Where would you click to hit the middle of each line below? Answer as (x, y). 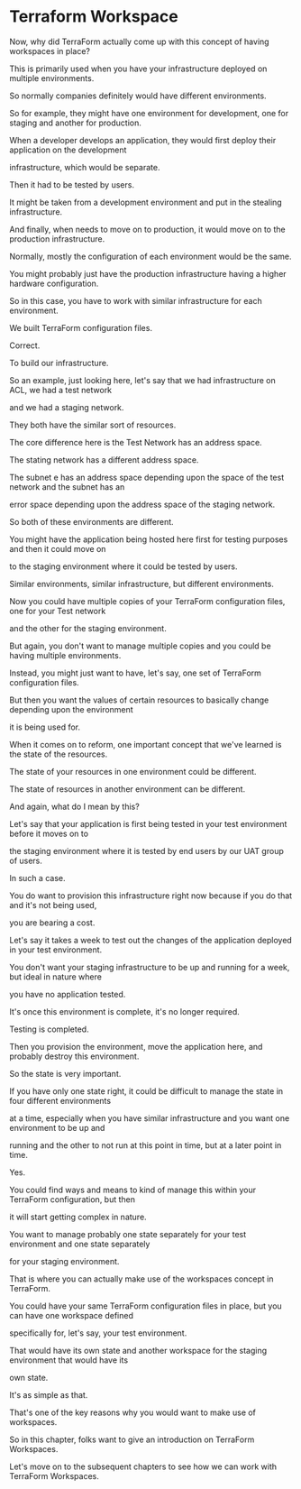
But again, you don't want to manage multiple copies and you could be (141, 646)
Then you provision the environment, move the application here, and (136, 1046)
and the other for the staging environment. (88, 628)
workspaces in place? (50, 51)
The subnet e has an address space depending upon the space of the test (147, 477)
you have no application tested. (68, 994)
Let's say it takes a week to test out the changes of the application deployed (151, 940)
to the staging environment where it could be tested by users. (123, 566)
